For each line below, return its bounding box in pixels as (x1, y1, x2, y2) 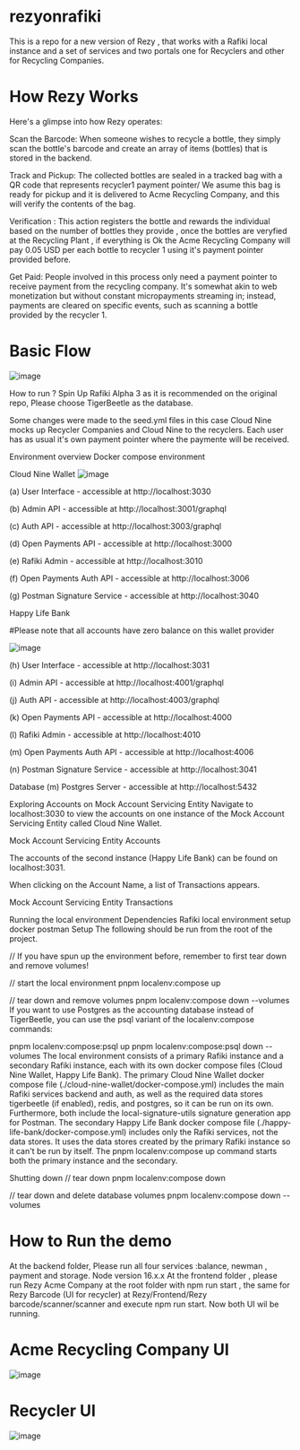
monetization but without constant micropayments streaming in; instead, (9, 290, 277, 301)
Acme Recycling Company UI (9, 1339, 230, 1359)
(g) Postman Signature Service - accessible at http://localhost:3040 (9, 590, 260, 601)
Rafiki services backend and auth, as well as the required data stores (9, 1088, 263, 1099)
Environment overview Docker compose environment (9, 451, 206, 462)
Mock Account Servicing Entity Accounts (9, 835, 161, 846)
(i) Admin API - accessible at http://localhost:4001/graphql (9, 677, 224, 688)
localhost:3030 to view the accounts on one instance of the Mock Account (9, 808, 285, 819)
